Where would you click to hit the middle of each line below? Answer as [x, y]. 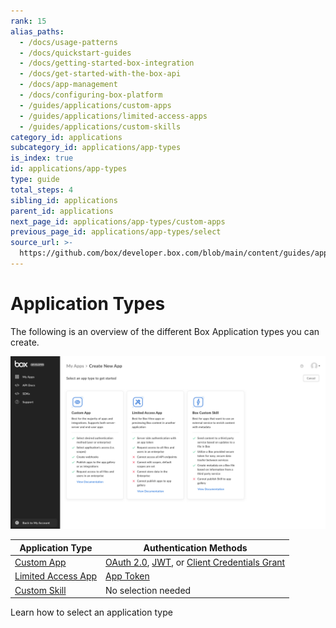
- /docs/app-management [68, 85]
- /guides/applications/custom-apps [95, 105]
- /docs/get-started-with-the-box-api [100, 74]
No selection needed [148, 590]
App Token [127, 576]
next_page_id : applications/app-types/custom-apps [118, 221]
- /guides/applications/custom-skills [100, 126]
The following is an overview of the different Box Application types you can [165, 331]
